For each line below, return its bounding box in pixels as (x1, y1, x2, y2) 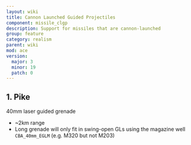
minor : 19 (11, 64, 36, 70)
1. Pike (6, 92, 30, 102)
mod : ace (6, 48, 28, 54)
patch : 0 (11, 70, 33, 76)
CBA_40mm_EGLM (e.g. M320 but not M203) (14, 132, 115, 139)
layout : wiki (6, 8, 39, 15)
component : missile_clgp (6, 20, 68, 26)
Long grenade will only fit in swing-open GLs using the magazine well (14, 126, 186, 133)
